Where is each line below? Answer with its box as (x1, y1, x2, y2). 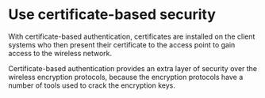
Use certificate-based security (8, 6, 217, 24)
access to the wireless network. (8, 48, 113, 58)
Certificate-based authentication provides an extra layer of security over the (8, 63, 258, 73)
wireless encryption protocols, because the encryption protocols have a (8, 72, 244, 81)
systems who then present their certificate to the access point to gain (8, 40, 236, 49)
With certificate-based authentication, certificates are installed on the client (8, 32, 255, 41)
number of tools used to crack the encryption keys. (8, 81, 176, 90)
